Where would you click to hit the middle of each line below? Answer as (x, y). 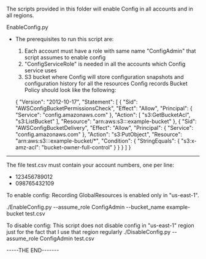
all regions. (20, 15)
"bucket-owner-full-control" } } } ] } (86, 147)
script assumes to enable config (65, 57)
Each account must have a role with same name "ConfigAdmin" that (110, 51)
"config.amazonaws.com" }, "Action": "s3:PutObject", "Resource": (99, 134)
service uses (40, 70)
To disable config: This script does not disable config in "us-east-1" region (100, 225)
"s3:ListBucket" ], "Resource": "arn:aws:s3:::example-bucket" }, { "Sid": (106, 121)
